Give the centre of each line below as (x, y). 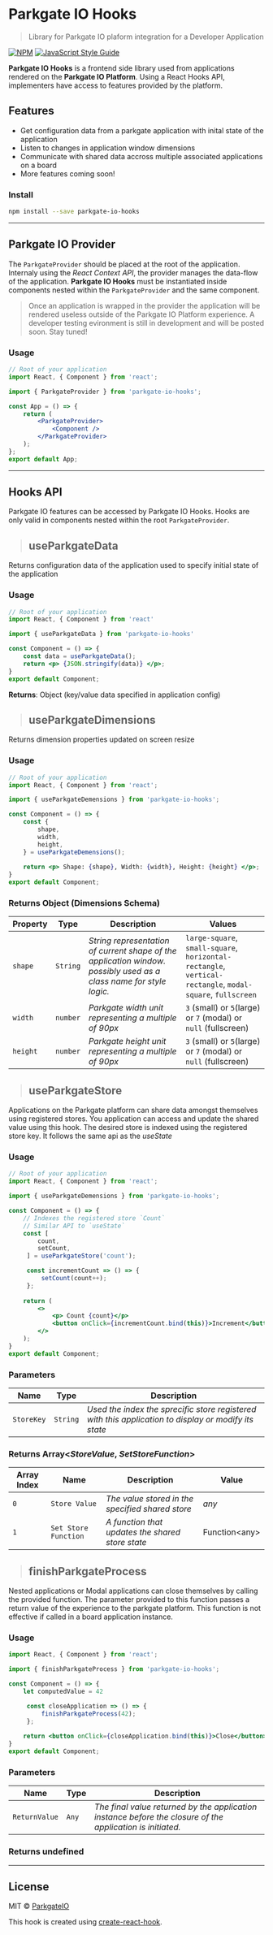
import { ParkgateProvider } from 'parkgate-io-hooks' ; (105, 392)
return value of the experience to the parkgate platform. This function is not (135, 1608)
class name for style (127, 981)
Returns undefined (46, 1851)
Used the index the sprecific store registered (171, 1409)
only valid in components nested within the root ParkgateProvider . (119, 520)
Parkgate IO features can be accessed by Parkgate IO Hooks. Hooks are (129, 512)
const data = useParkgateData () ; (80, 656)
